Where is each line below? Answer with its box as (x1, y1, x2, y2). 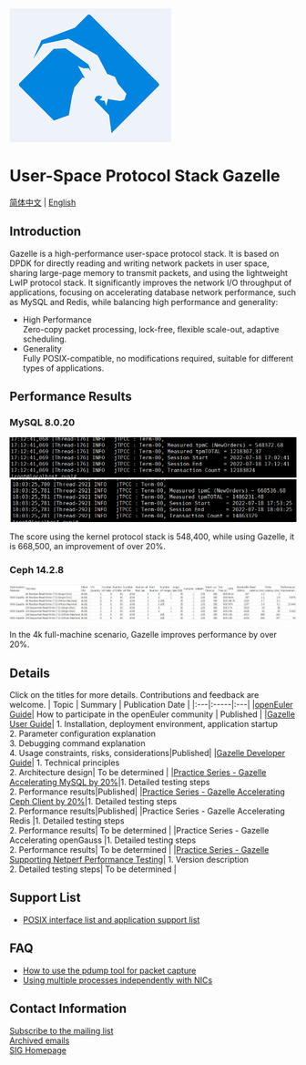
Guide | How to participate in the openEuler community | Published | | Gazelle (9, 709, 296, 720)
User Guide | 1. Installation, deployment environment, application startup (9, 719, 278, 730)
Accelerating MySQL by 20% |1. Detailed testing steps (9, 777, 210, 788)
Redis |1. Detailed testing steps (9, 815, 125, 826)
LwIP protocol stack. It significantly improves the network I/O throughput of (9, 277, 292, 288)
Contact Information (9, 1001, 127, 1017)
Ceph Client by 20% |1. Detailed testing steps (9, 796, 178, 807)
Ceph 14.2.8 (9, 563, 65, 576)
